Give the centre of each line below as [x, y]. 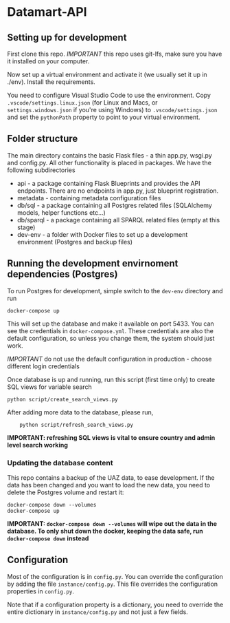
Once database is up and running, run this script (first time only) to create [111, 379]
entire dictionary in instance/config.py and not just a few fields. [98, 612]
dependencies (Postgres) [62, 274]
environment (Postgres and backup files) [74, 242]
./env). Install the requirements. [51, 82]
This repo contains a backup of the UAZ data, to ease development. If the [111, 477]
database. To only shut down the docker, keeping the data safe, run [105, 531]
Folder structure [43, 139]
